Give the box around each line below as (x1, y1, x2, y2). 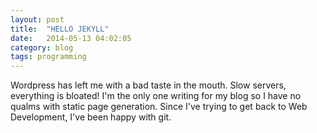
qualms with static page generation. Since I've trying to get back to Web (10, 101, 308, 113)
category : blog (10, 42, 74, 53)
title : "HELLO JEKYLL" (10, 24, 110, 34)
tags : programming (10, 52, 87, 62)
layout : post (10, 14, 65, 25)
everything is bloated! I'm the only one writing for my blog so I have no (10, 90, 302, 102)
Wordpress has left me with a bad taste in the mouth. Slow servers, (10, 79, 287, 91)
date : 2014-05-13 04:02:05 (10, 33, 132, 43)
